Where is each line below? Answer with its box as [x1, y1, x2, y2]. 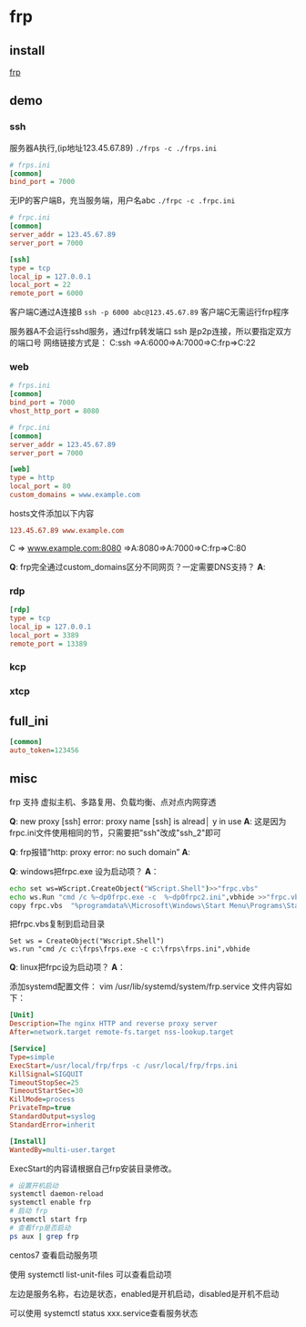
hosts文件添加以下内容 [9, 507, 94, 518]
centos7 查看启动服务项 [9, 1250, 98, 1261]
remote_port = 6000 [9, 289, 84, 298]
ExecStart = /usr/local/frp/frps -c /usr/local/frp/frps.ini [9, 1061, 239, 1070]
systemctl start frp [9, 1215, 88, 1224]
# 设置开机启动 [9, 1181, 59, 1190]
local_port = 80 [9, 482, 71, 491]
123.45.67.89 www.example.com [9, 526, 125, 535]
